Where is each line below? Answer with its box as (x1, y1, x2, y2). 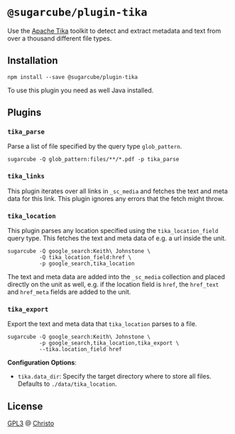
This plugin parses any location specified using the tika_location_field (7, 227, 219, 235)
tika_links (7, 173, 45, 180)
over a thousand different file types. (7, 34, 112, 43)
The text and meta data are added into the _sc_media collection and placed (7, 273, 226, 281)
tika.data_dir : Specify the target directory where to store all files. (17, 372, 212, 381)
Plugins (7, 107, 42, 119)
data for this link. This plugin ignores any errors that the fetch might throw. (7, 194, 224, 202)
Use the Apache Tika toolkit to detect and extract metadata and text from (7, 26, 222, 35)
